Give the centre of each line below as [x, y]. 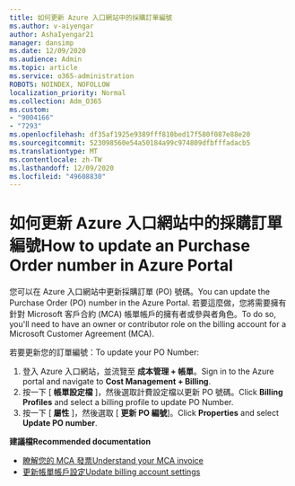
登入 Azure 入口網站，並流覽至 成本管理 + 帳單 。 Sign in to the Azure [148, 371]
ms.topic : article [43, 68]
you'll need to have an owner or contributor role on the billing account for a [148, 324]
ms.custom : [30, 110]
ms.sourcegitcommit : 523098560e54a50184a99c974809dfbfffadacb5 [130, 143]
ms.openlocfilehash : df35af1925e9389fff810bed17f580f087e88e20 [130, 135]
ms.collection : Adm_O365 [56, 101]
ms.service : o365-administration [72, 76]
